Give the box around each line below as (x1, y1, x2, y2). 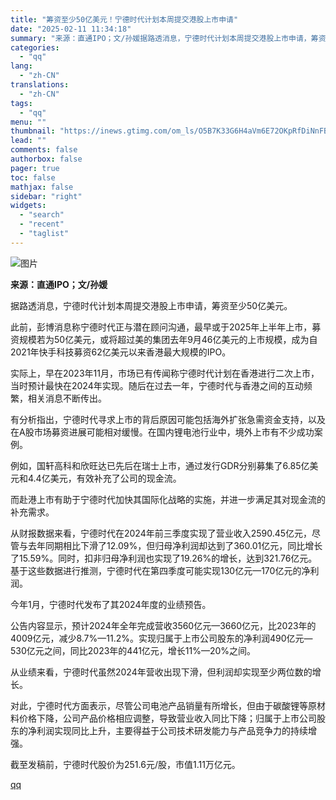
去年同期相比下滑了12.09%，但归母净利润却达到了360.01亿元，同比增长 (27, 539, 323, 551)
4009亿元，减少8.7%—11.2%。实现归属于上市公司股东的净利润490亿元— (10, 632, 313, 644)
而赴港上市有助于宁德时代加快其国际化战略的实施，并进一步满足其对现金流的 (10, 493, 326, 505)
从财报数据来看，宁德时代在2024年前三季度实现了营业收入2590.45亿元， (10, 527, 313, 539)
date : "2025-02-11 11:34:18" (10, 24, 132, 34)
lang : (10, 61, 33, 71)
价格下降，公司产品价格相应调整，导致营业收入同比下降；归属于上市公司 (18, 712, 317, 724)
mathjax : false (10, 182, 74, 192)
